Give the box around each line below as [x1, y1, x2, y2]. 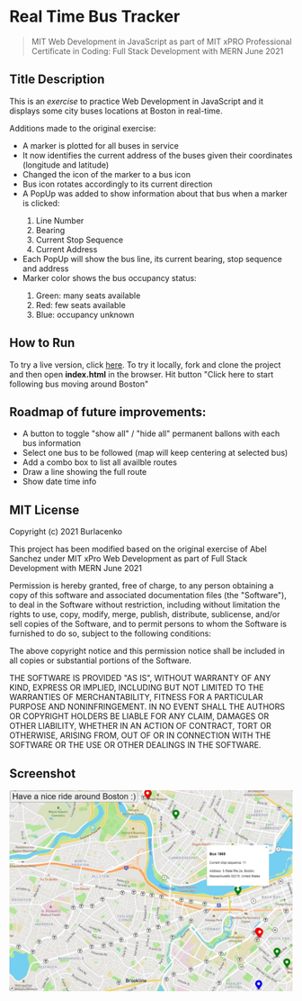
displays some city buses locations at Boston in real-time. [9, 105, 223, 116]
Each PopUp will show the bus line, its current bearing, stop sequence [22, 253, 283, 264]
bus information [22, 438, 82, 449]
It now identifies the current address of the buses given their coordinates [22, 150, 293, 160]
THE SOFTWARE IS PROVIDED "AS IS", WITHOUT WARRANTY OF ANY [9, 673, 271, 684]
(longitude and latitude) [22, 159, 110, 170]
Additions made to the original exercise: [9, 123, 156, 133]
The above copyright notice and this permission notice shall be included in [9, 646, 285, 657]
